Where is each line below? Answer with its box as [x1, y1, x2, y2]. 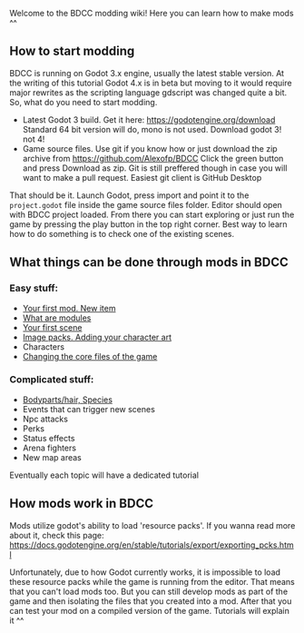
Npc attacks [22, 413, 68, 424]
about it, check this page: [9, 529, 104, 540]
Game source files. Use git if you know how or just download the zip [22, 143, 279, 153]
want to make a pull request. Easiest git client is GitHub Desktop [22, 172, 262, 183]
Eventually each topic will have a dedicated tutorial [9, 470, 200, 480]
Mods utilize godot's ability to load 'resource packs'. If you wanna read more [9, 519, 296, 530]
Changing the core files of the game [22, 351, 158, 361]
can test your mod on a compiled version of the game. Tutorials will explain [9, 605, 290, 616]
